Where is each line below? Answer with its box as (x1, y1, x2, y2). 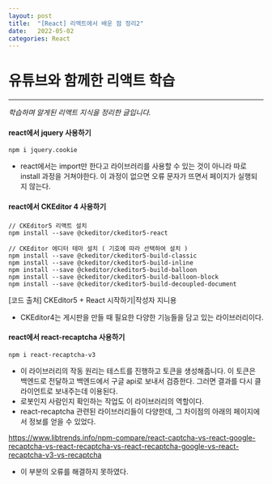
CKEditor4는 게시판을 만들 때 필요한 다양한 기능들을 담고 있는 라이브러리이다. (19, 312, 264, 322)
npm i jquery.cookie (8, 146, 79, 155)
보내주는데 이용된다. (55, 386, 119, 396)
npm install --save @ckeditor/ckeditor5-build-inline (8, 258, 194, 267)
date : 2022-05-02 (8, 27, 74, 35)
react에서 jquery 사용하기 (8, 127, 91, 138)
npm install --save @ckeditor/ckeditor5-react (8, 228, 168, 237)
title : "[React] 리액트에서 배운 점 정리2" (8, 19, 144, 28)
